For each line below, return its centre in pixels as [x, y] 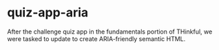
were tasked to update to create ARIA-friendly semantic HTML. [96, 38]
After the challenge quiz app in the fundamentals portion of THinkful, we [110, 32]
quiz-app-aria [48, 13]
